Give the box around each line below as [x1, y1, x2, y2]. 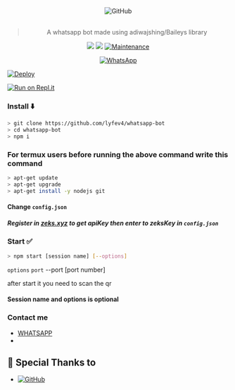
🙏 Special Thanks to [7, 356, 96, 368]
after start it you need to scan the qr [7, 279, 112, 287]
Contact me [7, 313, 49, 322]
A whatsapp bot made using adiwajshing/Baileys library [46, 28, 208, 36]
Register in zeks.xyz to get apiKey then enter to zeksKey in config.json [7, 219, 219, 227]
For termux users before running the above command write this [7, 149, 229, 159]
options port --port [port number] [7, 265, 106, 274]
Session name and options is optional [7, 295, 120, 303]
